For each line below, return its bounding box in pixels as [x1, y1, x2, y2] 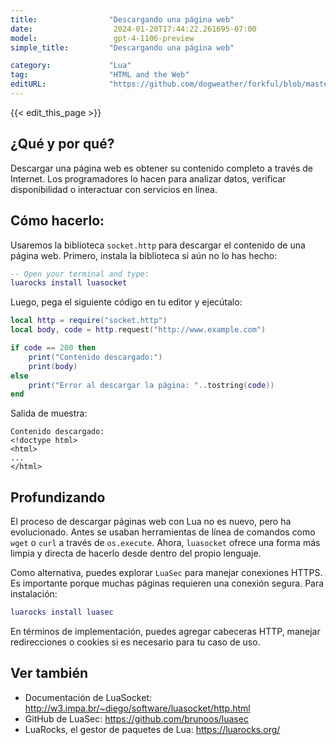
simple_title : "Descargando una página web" [10, 42, 235, 53]
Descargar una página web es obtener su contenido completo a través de [10, 162, 314, 174]
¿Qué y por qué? [10, 136, 115, 153]
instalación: [10, 588, 58, 600]
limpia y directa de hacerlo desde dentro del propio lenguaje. [10, 547, 262, 560]
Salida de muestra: [10, 407, 88, 420]
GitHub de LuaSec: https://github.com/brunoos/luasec [24, 712, 249, 725]
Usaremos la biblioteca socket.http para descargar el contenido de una [10, 239, 306, 251]
